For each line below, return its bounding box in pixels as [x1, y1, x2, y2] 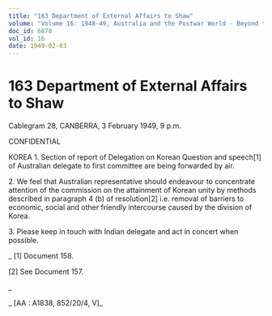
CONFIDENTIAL [8, 137, 61, 147]
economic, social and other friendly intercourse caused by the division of [8, 203, 253, 212]
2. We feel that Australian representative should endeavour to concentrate [8, 177, 256, 186]
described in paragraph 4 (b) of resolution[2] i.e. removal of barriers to [8, 194, 244, 203]
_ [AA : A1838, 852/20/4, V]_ [8, 298, 104, 308]
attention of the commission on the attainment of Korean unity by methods [8, 186, 257, 195]
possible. [8, 236, 39, 246]
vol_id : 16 [8, 34, 45, 43]
